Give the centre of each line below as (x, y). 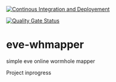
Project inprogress (29, 72)
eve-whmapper (45, 45)
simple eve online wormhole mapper (51, 61)
